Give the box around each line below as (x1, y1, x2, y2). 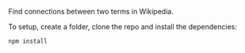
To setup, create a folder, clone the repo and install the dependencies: (8, 22, 238, 31)
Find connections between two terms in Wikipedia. (8, 7, 174, 16)
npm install (8, 37, 48, 45)
